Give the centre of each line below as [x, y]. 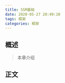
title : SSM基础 [20, 10]
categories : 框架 [22, 23]
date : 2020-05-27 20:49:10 [33, 14]
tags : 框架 [16, 19]
